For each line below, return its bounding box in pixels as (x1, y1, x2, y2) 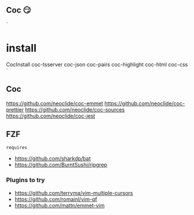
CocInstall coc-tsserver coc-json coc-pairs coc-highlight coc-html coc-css (6, 61, 188, 68)
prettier (6, 106, 24, 113)
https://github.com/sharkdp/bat (14, 155, 91, 162)
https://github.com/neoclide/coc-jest (6, 112, 96, 119)
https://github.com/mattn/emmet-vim (14, 201, 105, 209)
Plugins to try (6, 176, 45, 184)
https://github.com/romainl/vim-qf (14, 196, 98, 203)
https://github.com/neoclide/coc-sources (25, 106, 125, 113)
